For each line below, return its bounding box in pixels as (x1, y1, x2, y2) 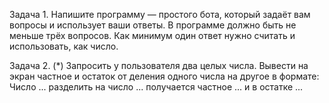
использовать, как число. (9, 40, 119, 52)
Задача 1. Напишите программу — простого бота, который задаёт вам (9, 9, 311, 20)
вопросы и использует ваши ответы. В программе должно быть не (9, 19, 297, 31)
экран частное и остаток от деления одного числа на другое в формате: (9, 70, 320, 82)
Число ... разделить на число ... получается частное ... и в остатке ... (9, 81, 304, 93)
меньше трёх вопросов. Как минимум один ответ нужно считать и (9, 30, 296, 41)
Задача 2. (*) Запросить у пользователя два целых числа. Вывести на (9, 60, 309, 71)
